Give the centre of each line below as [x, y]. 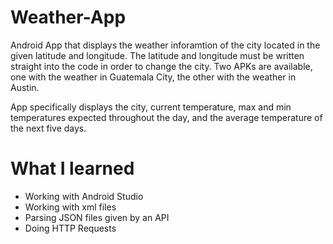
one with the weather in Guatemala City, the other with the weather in [153, 77]
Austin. [25, 87]
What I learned [72, 168]
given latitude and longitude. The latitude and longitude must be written [157, 55]
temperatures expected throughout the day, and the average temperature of [166, 117]
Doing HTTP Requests [70, 228]
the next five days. [48, 128]
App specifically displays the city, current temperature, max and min [151, 107]
